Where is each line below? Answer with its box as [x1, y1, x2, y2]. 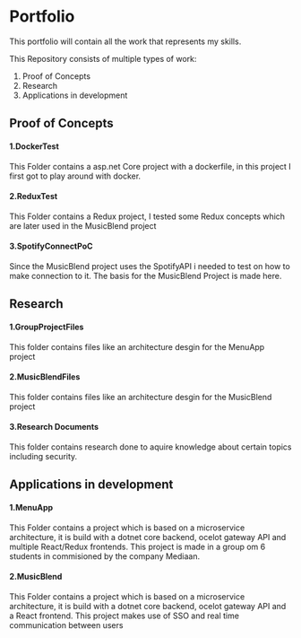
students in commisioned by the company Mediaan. [9, 550, 201, 562]
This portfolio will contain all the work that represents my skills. [9, 36, 242, 47]
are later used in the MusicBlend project [9, 220, 157, 231]
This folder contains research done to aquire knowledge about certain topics [9, 441, 292, 452]
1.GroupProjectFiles [9, 321, 84, 332]
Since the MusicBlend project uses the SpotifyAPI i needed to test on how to [9, 260, 291, 271]
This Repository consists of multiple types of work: [9, 53, 197, 64]
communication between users [9, 619, 124, 630]
